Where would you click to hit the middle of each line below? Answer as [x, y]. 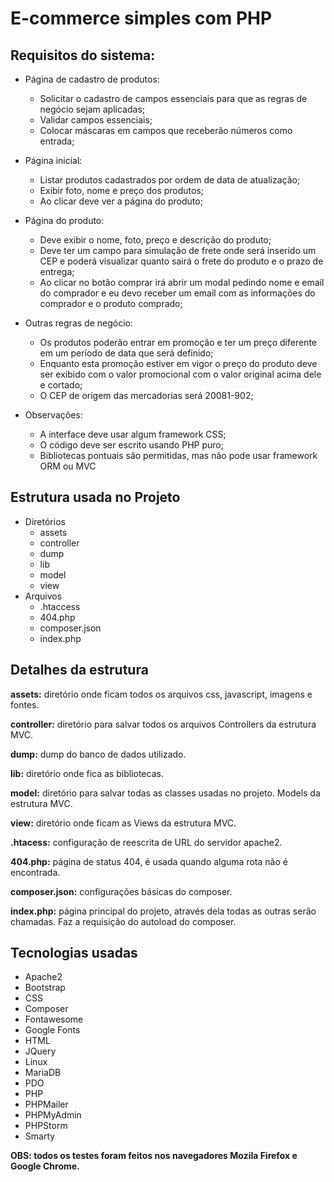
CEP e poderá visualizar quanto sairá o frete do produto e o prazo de [181, 261]
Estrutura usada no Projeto [95, 497]
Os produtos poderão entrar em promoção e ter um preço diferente [178, 342]
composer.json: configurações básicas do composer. [121, 891]
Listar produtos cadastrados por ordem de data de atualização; [170, 180]
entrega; [57, 271]
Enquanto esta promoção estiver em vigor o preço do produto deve [178, 363]
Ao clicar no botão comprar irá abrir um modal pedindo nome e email [182, 282]
